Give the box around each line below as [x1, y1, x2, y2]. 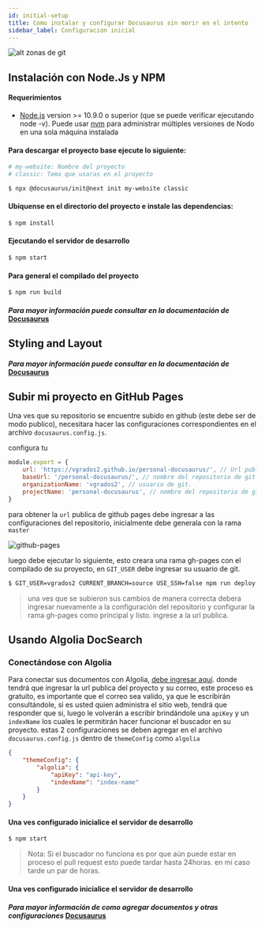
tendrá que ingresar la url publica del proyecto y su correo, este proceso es [8, 683, 254, 692]
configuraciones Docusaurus [8, 911, 106, 920]
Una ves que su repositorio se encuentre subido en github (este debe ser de [8, 411, 256, 421]
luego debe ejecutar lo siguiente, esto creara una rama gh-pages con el [8, 555, 241, 565]
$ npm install [8, 219, 55, 227]
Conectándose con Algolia [8, 657, 112, 668]
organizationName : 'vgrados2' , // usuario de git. [22, 481, 192, 489]
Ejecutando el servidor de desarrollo [8, 236, 130, 246]
